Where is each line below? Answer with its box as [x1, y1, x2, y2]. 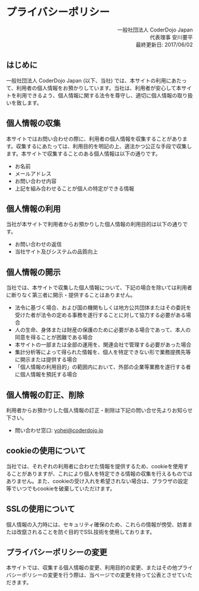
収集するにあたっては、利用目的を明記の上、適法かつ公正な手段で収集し [15, 142, 192, 150]
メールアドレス [14, 170, 52, 177]
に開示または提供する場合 [14, 356, 78, 363]
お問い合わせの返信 [14, 241, 62, 248]
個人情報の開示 [6, 267, 61, 277]
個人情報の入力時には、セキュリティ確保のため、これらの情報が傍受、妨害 [6, 520, 188, 528]
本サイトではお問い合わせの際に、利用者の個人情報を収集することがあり [6, 135, 182, 142]
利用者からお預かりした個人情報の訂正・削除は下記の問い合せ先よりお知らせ [6, 407, 193, 414]
